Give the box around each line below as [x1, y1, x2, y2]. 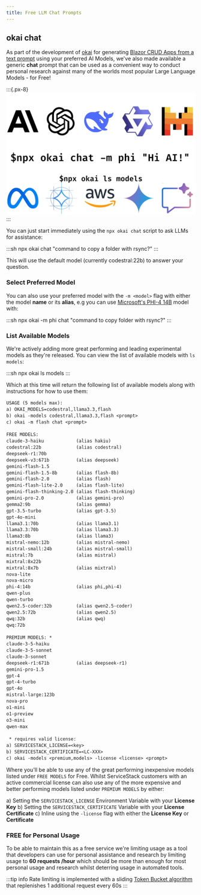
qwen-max [6, 724, 28, 730]
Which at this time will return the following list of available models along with [6, 381, 195, 388]
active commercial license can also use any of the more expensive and [6, 779, 181, 786]
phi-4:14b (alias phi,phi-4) [6, 584, 122, 590]
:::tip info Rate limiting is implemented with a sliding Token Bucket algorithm [6, 876, 193, 883]
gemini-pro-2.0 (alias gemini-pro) [6, 495, 125, 501]
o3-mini [6, 717, 26, 723]
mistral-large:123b [6, 692, 55, 698]
